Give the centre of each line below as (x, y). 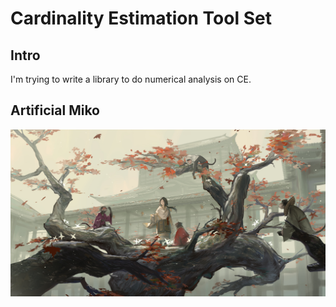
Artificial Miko (55, 110)
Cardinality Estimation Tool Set (141, 18)
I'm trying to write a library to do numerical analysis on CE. (131, 79)
